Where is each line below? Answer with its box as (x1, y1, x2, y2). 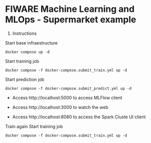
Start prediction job (5, 76, 45, 82)
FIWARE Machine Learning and (5, 3, 135, 15)
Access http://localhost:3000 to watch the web (12, 104, 109, 110)
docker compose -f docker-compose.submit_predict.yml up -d (5, 86, 132, 91)
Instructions (12, 30, 37, 36)
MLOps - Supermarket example (5, 14, 136, 25)
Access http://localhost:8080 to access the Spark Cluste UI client (12, 114, 146, 120)
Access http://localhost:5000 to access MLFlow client (12, 95, 123, 100)
